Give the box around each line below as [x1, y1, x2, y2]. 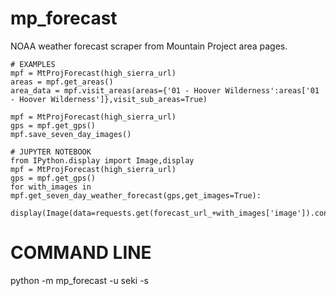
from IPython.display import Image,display [10, 155, 195, 166]
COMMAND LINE [10, 242, 152, 264]
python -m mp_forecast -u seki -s [10, 274, 150, 286]
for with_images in [10, 182, 92, 192]
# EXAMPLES [10, 59, 56, 69]
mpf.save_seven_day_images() [10, 129, 132, 139]
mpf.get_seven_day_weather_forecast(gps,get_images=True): [10, 190, 262, 201]
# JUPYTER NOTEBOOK [10, 147, 92, 157]
